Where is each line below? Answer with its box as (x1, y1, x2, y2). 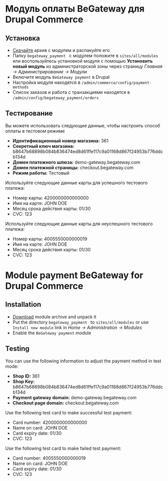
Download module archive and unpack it (12, 313, 97, 319)
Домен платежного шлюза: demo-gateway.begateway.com (12, 159, 140, 165)
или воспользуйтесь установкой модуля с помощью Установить (12, 58, 153, 64)
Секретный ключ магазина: (12, 143, 75, 149)
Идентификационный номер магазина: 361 (12, 137, 108, 144)
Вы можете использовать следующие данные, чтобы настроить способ (5, 122, 160, 129)
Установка (5, 34, 40, 42)
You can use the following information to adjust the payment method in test (5, 358, 161, 364)
